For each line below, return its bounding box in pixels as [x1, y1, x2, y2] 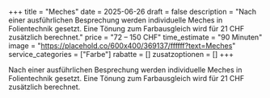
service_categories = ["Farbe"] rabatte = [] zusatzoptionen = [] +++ [8, 50, 234, 59]
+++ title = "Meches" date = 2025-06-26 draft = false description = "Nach [8, 7, 257, 16]
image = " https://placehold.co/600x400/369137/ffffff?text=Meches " [8, 41, 236, 51]
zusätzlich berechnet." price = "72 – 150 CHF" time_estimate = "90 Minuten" [8, 32, 263, 42]
